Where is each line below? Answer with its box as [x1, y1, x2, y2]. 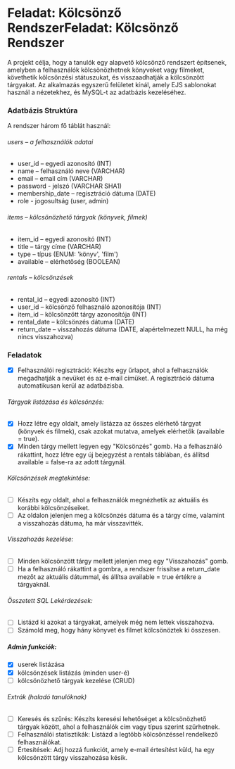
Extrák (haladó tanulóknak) [7, 693, 87, 701]
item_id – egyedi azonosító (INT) [17, 234, 111, 243]
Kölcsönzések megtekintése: [7, 474, 91, 483]
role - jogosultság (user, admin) [17, 197, 109, 205]
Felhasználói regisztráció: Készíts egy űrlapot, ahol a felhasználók [17, 366, 209, 374]
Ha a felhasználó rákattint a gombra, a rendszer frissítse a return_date [17, 565, 220, 573]
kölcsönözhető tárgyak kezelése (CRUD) [17, 676, 135, 685]
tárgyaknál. [17, 580, 51, 589]
